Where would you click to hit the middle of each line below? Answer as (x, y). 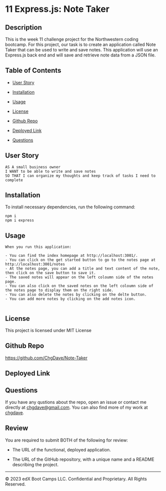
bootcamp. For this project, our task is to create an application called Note (81, 45)
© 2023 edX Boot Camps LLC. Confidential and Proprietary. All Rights (76, 479)
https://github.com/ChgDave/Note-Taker (46, 358)
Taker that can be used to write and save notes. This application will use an (82, 50)
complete (14, 180)
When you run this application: (38, 247)
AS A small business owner (33, 167)
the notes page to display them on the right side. (59, 291)
